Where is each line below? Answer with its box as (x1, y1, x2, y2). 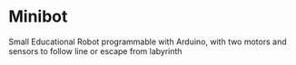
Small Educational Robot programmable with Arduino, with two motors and (8, 36, 287, 47)
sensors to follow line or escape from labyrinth (8, 45, 183, 56)
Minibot (8, 6, 68, 27)
